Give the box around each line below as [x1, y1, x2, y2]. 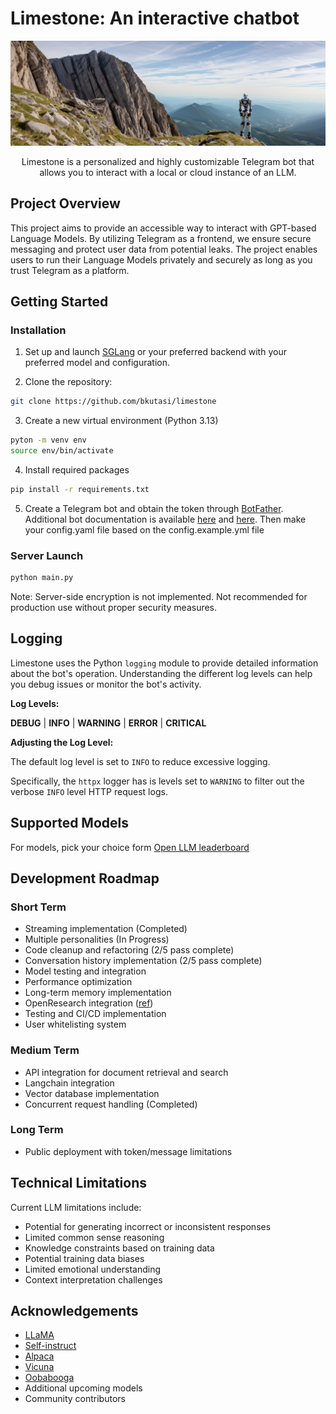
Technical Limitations [10, 1175, 147, 1192]
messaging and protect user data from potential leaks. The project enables [10, 243, 318, 255]
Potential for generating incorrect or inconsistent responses [24, 1220, 272, 1232]
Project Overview [10, 195, 121, 212]
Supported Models [10, 815, 129, 832]
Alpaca [24, 1350, 55, 1362]
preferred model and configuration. [24, 357, 170, 369]
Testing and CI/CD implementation [24, 1008, 167, 1020]
